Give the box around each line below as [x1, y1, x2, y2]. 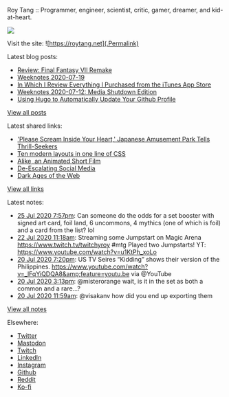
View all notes [7, 305, 47, 313]
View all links [7, 185, 45, 193]
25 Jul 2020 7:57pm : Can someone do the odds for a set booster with [17, 212, 215, 219]
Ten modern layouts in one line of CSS [17, 150, 126, 157]
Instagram [17, 361, 46, 369]
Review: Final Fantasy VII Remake [17, 66, 112, 74]
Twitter [17, 332, 38, 339]
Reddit [17, 376, 36, 383]
